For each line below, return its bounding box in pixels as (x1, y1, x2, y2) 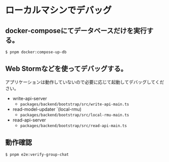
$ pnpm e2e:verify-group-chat (5, 152, 69, 157)
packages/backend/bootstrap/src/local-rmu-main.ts (20, 112, 130, 117)
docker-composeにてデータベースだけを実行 (5, 26, 147, 35)
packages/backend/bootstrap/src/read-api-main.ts (20, 123, 128, 128)
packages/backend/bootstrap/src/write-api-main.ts (20, 102, 130, 107)
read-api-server (12, 117, 47, 123)
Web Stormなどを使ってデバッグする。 (5, 64, 128, 73)
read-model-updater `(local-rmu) (12, 106, 82, 112)
